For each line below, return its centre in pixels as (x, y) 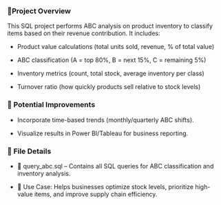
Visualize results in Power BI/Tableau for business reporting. (103, 133)
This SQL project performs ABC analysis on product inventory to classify (110, 26)
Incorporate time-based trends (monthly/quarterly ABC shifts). (105, 119)
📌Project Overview (39, 11)
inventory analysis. (44, 173)
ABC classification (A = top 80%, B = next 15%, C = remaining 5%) (112, 60)
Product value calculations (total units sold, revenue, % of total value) (116, 47)
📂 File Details (29, 151)
